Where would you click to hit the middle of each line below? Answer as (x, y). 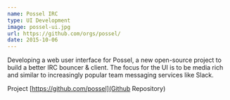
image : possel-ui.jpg (39, 27)
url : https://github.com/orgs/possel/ (64, 33)
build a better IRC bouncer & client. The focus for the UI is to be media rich (115, 68)
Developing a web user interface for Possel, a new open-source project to (114, 60)
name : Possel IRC (33, 14)
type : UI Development (39, 20)
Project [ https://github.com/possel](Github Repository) (87, 89)
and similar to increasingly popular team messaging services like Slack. (110, 75)
